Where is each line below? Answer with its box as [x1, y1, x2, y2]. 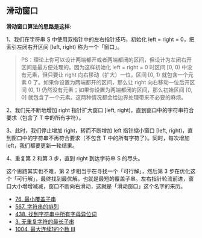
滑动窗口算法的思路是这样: [6, 23, 72, 30]
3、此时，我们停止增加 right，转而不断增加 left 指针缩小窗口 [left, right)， [6, 127, 188, 134]
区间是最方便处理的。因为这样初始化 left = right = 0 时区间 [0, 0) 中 [21, 63, 188, 70]
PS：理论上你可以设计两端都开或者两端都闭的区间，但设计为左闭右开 [21, 56, 192, 63]
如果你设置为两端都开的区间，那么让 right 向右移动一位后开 [43, 78, 190, 86]
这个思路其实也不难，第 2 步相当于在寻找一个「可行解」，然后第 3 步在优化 [6, 168, 191, 175]
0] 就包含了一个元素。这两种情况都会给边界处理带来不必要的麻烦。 [21, 93, 187, 101]
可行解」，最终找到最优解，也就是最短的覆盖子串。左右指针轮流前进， [16, 175, 189, 182]
